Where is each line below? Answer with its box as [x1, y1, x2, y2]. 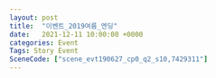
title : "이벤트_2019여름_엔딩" [9, 22, 118, 30]
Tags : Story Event [9, 47, 79, 56]
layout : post [9, 13, 59, 22]
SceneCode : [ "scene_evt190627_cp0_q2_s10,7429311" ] [9, 55, 208, 64]
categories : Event [9, 38, 79, 48]
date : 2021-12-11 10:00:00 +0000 [9, 30, 144, 39]
